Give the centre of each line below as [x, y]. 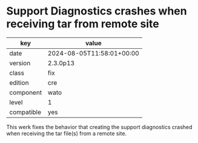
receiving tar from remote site [83, 24]
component [26, 92]
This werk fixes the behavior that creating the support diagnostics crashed [99, 127]
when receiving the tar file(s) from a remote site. [67, 133]
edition [19, 83]
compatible [25, 112]
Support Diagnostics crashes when [97, 11]
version [20, 63]
